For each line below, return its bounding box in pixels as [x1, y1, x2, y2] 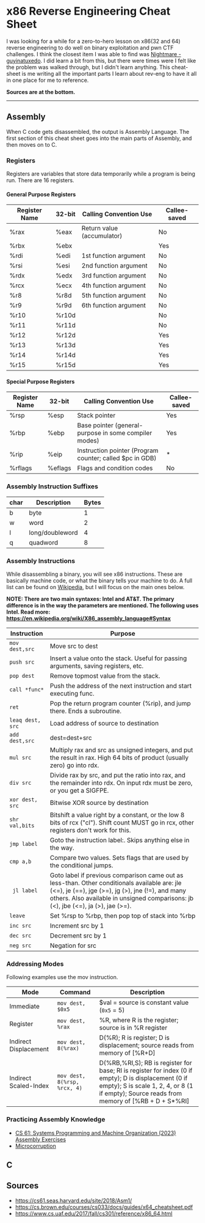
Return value [81, 224, 118, 233]
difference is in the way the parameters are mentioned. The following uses [6, 602, 199, 609]
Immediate [9, 1002, 40, 1011]
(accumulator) [81, 232, 123, 240]
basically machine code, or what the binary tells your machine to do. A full [6, 577, 193, 584]
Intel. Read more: [6, 608, 51, 615]
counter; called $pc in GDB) [77, 454, 157, 463]
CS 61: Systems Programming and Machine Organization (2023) [15, 1129, 176, 1136]
